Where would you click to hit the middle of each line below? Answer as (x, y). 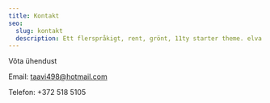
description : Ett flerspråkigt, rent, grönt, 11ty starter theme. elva (139, 38)
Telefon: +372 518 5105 (47, 93)
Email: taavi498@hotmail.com (58, 76)
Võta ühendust (33, 61)
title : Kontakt (34, 16)
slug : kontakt (39, 31)
